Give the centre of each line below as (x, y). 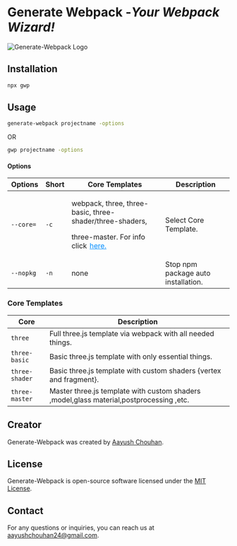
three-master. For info (109, 237)
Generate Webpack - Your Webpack (114, 12)
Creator (25, 425)
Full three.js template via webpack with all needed (132, 333)
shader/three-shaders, (109, 221)
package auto (188, 273)
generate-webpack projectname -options (66, 124)
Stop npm (181, 264)
